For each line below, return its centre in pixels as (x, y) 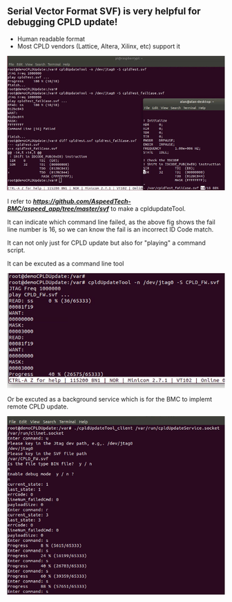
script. (16, 250)
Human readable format (51, 39)
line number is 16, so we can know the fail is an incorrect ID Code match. (110, 229)
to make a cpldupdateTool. (148, 209)
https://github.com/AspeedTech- (82, 201)
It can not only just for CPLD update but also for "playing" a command (106, 243)
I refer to (19, 201)
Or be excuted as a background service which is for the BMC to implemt (110, 399)
